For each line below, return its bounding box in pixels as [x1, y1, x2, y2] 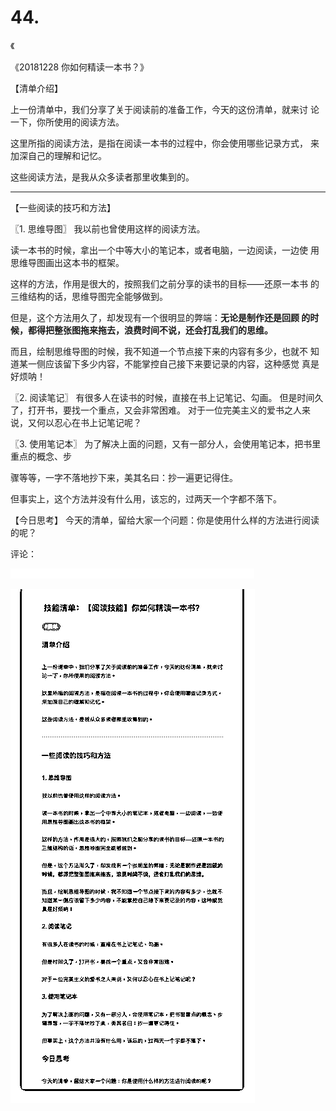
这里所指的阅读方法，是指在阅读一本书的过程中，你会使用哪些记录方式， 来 [10, 137, 320, 149]
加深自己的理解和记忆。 [10, 149, 107, 161]
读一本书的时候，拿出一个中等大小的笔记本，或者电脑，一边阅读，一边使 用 [10, 244, 320, 256]
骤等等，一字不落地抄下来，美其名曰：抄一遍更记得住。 [10, 471, 238, 483]
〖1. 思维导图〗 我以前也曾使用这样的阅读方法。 [10, 222, 206, 235]
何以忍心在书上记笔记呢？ [36, 416, 142, 428]
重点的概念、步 [10, 450, 72, 462]
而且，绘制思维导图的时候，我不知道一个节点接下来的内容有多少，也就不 [10, 345, 308, 357]
